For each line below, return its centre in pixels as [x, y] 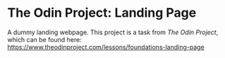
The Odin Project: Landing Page [102, 13]
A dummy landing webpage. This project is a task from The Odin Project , [113, 32]
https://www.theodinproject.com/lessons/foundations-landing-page [106, 47]
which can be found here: [45, 39]
